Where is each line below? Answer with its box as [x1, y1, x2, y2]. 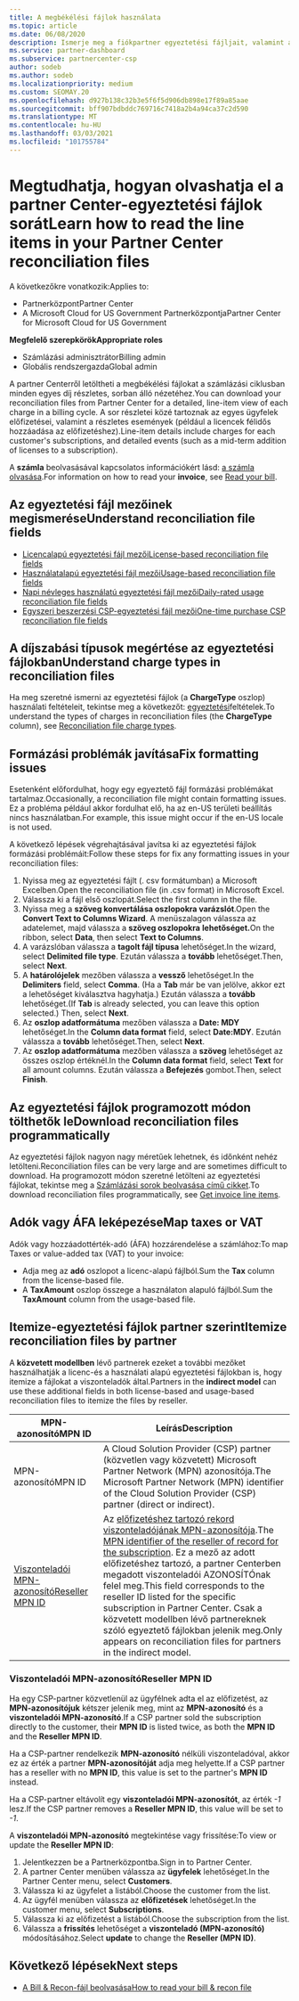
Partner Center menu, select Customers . [21, 1875, 173, 1886]
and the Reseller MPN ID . [9, 1730, 102, 1742]
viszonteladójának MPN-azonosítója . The [102, 1523, 274, 1536]
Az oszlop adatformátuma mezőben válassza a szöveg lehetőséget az [21, 1046, 283, 1057]
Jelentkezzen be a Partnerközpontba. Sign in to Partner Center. [21, 1857, 253, 1867]
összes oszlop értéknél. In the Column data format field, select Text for [21, 1055, 284, 1066]
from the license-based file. [21, 1275, 125, 1286]
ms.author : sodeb [9, 71, 74, 80]
